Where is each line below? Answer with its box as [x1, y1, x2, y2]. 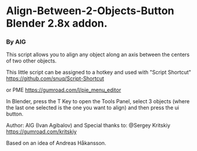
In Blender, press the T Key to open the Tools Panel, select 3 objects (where [6, 98, 190, 105]
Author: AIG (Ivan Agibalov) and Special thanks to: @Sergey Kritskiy [6, 122, 171, 129]
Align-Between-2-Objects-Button [6, 4, 175, 18]
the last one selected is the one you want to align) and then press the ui [6, 104, 179, 111]
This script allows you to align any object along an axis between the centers [6, 51, 190, 58]
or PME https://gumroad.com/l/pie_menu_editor [6, 87, 122, 94]
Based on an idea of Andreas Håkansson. [6, 140, 106, 147]
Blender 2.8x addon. [6, 17, 108, 30]
